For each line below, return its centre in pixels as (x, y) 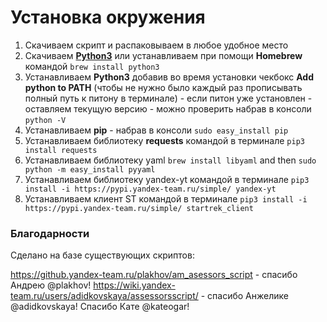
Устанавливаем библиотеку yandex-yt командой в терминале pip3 (167, 179)
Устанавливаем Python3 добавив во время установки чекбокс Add (169, 77)
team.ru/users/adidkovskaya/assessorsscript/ (104, 296)
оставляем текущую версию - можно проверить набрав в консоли (168, 108)
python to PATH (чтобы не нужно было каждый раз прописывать (163, 87)
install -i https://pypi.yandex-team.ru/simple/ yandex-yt (150, 189)
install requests (61, 150)
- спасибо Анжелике (244, 296)
